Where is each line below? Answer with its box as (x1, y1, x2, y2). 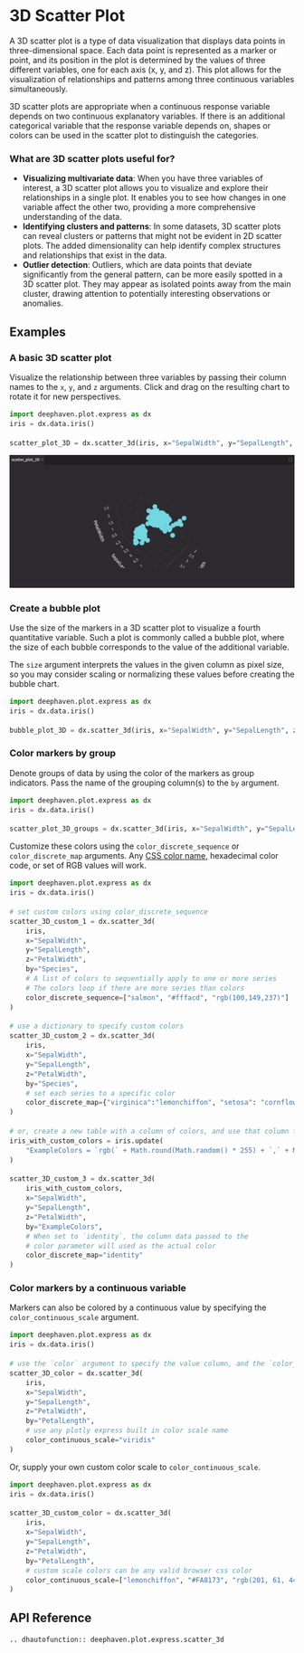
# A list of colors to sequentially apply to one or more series (25, 974, 278, 983)
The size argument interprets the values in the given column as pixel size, (9, 660, 285, 670)
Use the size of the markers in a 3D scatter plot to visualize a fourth (9, 622, 261, 633)
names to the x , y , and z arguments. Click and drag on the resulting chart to (9, 381, 290, 392)
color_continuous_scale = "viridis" (25, 1436, 156, 1445)
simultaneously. (9, 83, 68, 94)
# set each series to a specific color (25, 1088, 176, 1097)
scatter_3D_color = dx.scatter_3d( (9, 1368, 144, 1378)
